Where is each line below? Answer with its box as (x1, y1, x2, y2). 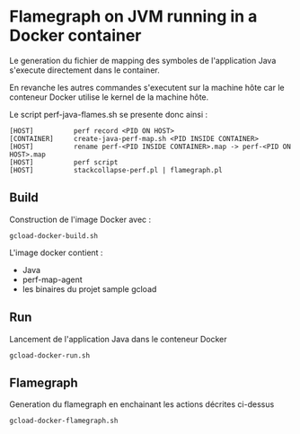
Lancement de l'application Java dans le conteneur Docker (9, 333, 227, 344)
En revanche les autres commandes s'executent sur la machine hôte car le (9, 82, 285, 93)
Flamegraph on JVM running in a (9, 6, 258, 27)
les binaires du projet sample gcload (22, 283, 157, 294)
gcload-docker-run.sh (9, 350, 91, 360)
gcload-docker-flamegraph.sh (9, 416, 119, 426)
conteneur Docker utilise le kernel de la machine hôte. (9, 92, 209, 102)
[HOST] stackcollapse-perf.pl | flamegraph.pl (9, 165, 223, 174)
